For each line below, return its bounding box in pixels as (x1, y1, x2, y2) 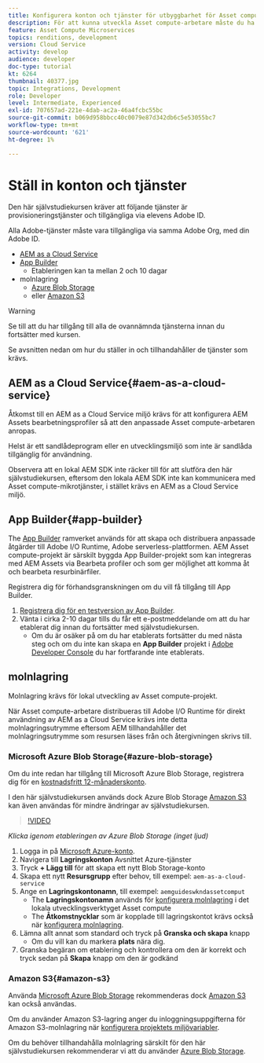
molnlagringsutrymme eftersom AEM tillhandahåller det (8, 723, 187, 732)
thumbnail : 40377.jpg (8, 77, 79, 85)
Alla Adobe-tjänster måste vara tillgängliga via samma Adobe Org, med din (8, 225, 250, 236)
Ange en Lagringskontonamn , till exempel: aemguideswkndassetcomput (19, 887, 245, 896)
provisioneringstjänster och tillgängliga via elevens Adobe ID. (8, 211, 206, 220)
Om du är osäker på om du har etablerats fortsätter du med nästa (31, 631, 243, 640)
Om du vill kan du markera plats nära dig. (31, 937, 166, 947)
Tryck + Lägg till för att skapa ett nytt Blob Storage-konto (19, 863, 206, 873)
